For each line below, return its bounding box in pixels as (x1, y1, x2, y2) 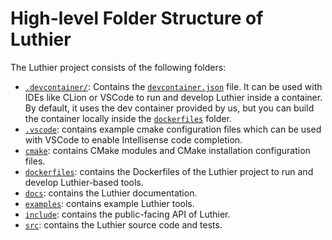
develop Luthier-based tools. (24, 176, 144, 188)
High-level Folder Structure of (10, 7, 264, 30)
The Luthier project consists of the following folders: (10, 61, 227, 73)
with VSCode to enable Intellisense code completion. (24, 133, 243, 146)
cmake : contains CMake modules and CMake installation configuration (24, 144, 311, 156)
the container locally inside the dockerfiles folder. (24, 112, 232, 124)
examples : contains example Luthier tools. (24, 197, 195, 209)
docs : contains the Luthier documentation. (24, 187, 198, 199)
